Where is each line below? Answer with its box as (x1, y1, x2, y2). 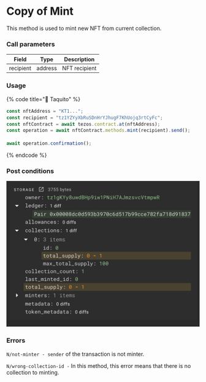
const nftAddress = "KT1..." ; (6, 108, 84, 114)
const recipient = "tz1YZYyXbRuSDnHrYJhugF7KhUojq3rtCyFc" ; (6, 115, 164, 121)
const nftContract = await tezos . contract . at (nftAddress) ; (6, 121, 161, 127)
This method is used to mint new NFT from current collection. (6, 25, 162, 32)
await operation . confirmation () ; (6, 140, 92, 147)
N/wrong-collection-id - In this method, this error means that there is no (6, 362, 191, 369)
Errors (6, 336, 26, 345)
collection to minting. (6, 369, 59, 376)
